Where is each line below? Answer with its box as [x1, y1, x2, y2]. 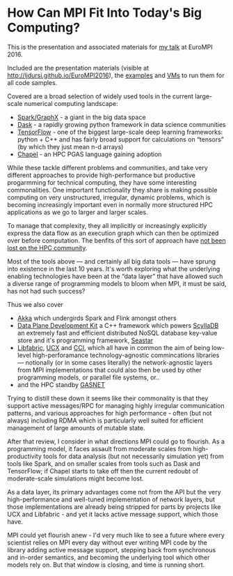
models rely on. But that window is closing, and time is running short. [7, 560, 205, 569]
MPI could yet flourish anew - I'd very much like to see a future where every [7, 531, 225, 539]
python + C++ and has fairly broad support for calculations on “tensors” [17, 135, 224, 144]
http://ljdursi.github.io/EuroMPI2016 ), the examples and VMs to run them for [7, 71, 225, 79]
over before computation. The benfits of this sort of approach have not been [7, 236, 226, 245]
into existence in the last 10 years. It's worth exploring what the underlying [7, 264, 220, 273]
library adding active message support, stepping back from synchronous [7, 545, 216, 554]
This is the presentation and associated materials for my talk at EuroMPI [7, 43, 214, 51]
